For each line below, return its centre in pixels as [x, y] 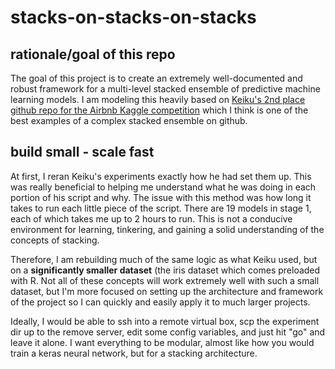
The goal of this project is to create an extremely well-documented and [156, 78]
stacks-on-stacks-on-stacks [133, 17]
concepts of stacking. [55, 240]
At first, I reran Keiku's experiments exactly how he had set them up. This [161, 176]
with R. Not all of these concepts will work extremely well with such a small [165, 280]
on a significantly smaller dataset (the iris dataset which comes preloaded [165, 270]
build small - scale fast [82, 152]
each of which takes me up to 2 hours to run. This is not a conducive [151, 218]
